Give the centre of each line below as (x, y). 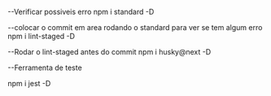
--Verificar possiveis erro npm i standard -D (81, 12)
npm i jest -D (29, 83)
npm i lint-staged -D (41, 36)
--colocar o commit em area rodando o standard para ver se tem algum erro (135, 27)
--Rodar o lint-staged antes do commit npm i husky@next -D (109, 52)
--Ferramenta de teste (45, 68)
